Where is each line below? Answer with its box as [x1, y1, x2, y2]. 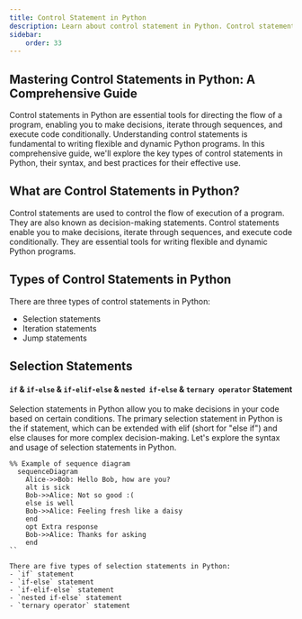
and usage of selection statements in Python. [9, 442, 177, 453]
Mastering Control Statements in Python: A [9, 71, 256, 86]
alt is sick [25, 483, 70, 492]
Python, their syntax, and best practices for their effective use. [9, 158, 241, 168]
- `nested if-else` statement [9, 594, 123, 603]
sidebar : [9, 30, 42, 39]
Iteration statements [22, 323, 97, 333]
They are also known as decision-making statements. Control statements [9, 217, 280, 228]
